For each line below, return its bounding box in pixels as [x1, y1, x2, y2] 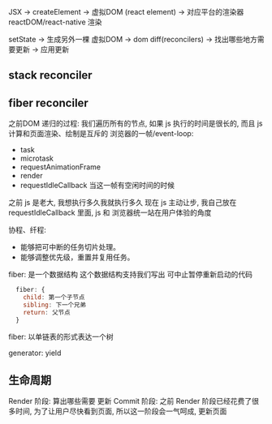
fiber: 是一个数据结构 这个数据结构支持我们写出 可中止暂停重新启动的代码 [8, 270, 253, 280]
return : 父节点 [23, 308, 71, 316]
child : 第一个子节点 [23, 293, 85, 302]
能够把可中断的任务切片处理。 [19, 242, 120, 252]
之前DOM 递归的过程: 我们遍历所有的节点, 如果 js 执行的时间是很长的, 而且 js [8, 118, 263, 128]
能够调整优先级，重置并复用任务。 [19, 252, 135, 262]
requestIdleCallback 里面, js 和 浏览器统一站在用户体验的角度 [8, 208, 212, 217]
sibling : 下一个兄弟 [23, 301, 87, 309]
